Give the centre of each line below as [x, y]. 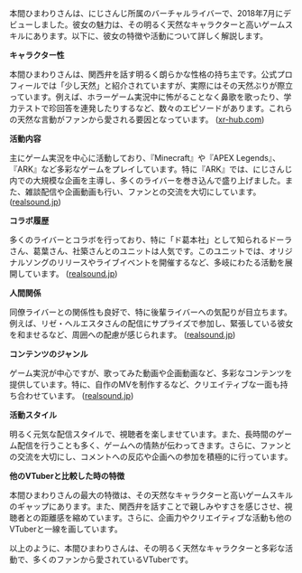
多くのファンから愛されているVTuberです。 [113, 559]
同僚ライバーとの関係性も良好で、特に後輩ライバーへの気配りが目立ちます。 [151, 312]
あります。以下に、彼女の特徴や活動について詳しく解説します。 [151, 36]
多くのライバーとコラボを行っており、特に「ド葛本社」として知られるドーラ [151, 240]
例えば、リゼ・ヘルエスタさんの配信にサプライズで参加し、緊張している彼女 [151, 323]
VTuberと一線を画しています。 [66, 529]
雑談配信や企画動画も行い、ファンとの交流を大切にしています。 [143, 192]
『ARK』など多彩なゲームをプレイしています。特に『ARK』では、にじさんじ [151, 169]
